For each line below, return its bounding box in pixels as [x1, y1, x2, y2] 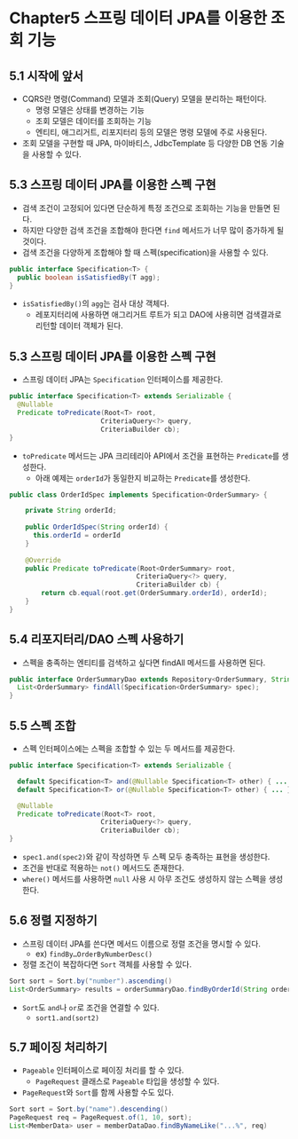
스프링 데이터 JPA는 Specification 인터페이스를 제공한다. [21, 374, 223, 385]
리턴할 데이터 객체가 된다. [35, 320, 124, 331]
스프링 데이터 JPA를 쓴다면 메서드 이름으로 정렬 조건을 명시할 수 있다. [21, 938, 262, 949]
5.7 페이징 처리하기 [9, 1040, 108, 1055]
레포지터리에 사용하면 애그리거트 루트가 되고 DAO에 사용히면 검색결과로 [35, 310, 282, 320]
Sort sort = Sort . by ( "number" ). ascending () [9, 977, 173, 986]
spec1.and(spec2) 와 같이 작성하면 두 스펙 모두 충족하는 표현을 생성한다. [21, 852, 271, 861]
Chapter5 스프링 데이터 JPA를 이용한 [9, 8, 268, 28]
